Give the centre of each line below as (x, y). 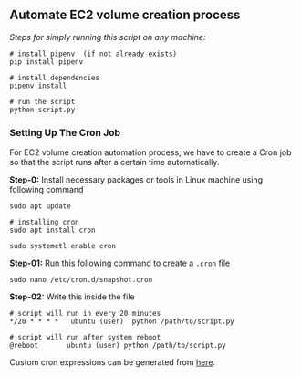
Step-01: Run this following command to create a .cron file (120, 263)
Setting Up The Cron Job (65, 132)
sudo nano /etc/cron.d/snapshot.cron (81, 280)
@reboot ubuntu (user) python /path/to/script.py (118, 346)
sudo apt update (40, 206)
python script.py (42, 110)
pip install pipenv (47, 62)
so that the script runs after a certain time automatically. (114, 162)
